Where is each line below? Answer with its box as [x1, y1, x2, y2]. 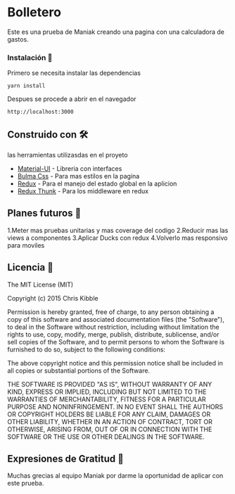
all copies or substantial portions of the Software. [7, 366, 150, 375]
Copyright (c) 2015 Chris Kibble [7, 294, 99, 302]
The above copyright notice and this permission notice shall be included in [7, 359, 223, 367]
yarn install [7, 83, 46, 90]
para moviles [7, 241, 45, 249]
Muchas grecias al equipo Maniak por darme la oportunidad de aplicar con [7, 471, 224, 480]
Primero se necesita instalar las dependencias [7, 68, 141, 78]
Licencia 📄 [7, 262, 54, 274]
